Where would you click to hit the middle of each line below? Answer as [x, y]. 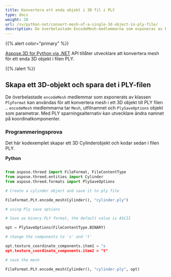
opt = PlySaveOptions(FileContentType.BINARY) [55, 228]
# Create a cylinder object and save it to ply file [62, 191]
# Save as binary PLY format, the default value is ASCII [68, 218]
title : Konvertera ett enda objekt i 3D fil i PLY [60, 10]
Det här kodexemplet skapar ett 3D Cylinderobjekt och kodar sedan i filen [82, 143]
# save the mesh [22, 260]
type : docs [17, 15]
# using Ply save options [33, 209]
